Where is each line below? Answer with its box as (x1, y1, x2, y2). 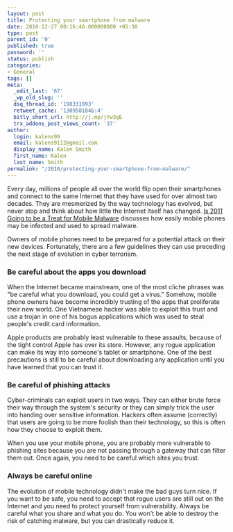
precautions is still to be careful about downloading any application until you (7, 355, 225, 364)
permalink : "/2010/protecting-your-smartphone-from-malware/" (7, 165, 191, 172)
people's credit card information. (7, 319, 101, 328)
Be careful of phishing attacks (7, 380, 111, 389)
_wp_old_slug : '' (13, 95, 64, 102)
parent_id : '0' (7, 36, 51, 43)
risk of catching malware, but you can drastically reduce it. (7, 516, 175, 525)
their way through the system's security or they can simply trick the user (7, 403, 215, 412)
